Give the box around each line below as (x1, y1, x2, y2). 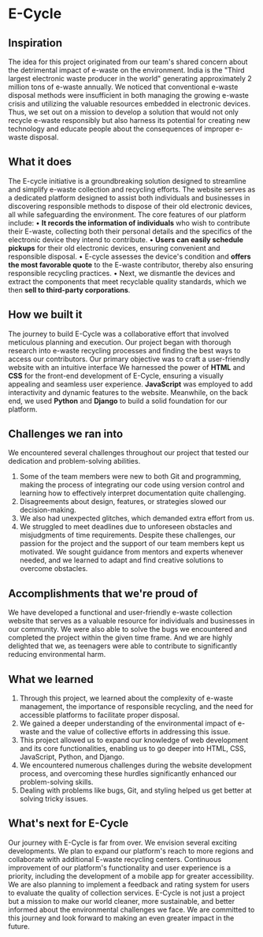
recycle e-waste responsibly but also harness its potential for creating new (8, 116, 250, 125)
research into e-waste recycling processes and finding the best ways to (8, 345, 241, 355)
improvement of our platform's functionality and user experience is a (8, 863, 231, 872)
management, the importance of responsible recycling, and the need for (19, 702, 254, 711)
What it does (8, 155, 72, 169)
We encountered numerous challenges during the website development (19, 760, 252, 770)
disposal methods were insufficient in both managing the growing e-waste (8, 91, 250, 99)
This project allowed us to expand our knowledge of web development (19, 735, 249, 745)
